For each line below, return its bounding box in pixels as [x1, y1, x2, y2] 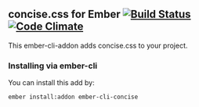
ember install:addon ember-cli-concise [8, 93, 139, 102]
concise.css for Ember [8, 8, 121, 21]
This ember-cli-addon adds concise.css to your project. [8, 41, 188, 50]
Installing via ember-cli [8, 60, 98, 71]
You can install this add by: [8, 78, 96, 87]
